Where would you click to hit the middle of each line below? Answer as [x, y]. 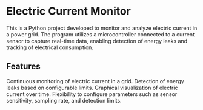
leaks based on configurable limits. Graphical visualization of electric [92, 88]
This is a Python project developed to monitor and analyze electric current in [102, 28]
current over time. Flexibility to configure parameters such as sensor [92, 94]
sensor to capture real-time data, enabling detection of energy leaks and [97, 41]
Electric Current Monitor [69, 11]
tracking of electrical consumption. [50, 47]
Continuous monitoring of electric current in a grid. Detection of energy [95, 81]
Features [23, 67]
